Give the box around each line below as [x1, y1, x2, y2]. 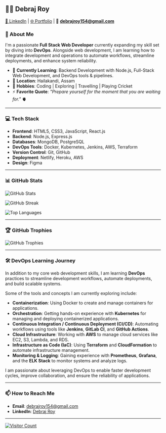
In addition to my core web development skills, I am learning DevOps [5, 270, 145, 276]
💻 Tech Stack [5, 115, 40, 122]
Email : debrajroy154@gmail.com [12, 403, 79, 409]
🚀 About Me [5, 31, 34, 38]
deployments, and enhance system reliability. [5, 58, 97, 64]
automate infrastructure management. [12, 347, 90, 353]
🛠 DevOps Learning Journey [5, 257, 76, 264]
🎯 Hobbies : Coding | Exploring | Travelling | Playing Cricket [12, 83, 132, 89]
